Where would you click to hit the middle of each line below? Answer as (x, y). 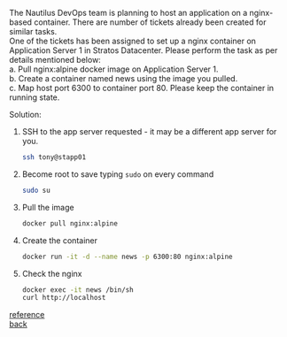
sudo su (36, 190)
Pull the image (48, 207)
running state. (35, 97)
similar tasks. (33, 31)
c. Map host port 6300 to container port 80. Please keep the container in (142, 88)
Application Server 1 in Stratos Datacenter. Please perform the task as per (143, 50)
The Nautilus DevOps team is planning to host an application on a (128, 13)
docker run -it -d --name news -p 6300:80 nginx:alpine (127, 257)
